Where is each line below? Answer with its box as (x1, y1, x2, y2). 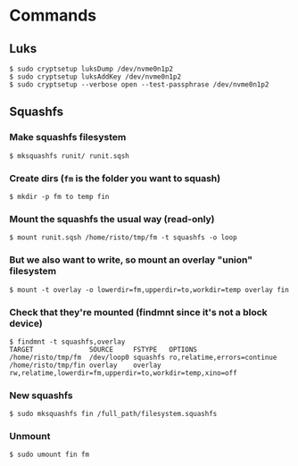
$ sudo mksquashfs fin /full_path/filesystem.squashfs (9, 410, 218, 419)
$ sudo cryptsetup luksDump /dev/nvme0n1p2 (9, 64, 174, 73)
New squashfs (9, 389, 73, 402)
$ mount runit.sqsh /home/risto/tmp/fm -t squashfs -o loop (9, 233, 238, 242)
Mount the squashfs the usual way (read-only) (9, 212, 216, 225)
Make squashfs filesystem (9, 131, 127, 144)
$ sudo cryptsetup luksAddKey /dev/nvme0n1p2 (9, 72, 181, 81)
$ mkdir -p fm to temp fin (9, 192, 110, 201)
